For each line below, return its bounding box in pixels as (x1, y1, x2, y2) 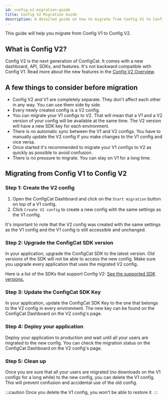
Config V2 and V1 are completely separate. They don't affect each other (12, 96, 161, 102)
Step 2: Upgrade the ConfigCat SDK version (5, 239, 113, 246)
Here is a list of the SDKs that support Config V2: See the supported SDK (5, 270, 156, 276)
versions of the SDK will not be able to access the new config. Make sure (5, 255, 156, 261)
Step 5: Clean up (5, 357, 46, 364)
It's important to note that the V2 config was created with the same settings (5, 221, 161, 227)
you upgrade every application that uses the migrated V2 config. (5, 261, 138, 267)
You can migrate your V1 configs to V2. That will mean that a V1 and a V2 (12, 112, 162, 118)
